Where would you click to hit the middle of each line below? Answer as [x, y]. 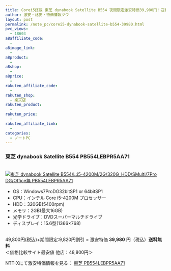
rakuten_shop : [20, 95]
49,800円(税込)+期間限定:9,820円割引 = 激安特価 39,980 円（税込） [77, 239]
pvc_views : [17, 29]
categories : [18, 133]
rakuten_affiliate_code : [32, 86]
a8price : [15, 76]
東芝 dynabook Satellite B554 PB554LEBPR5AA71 [67, 157]
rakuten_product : [24, 105]
